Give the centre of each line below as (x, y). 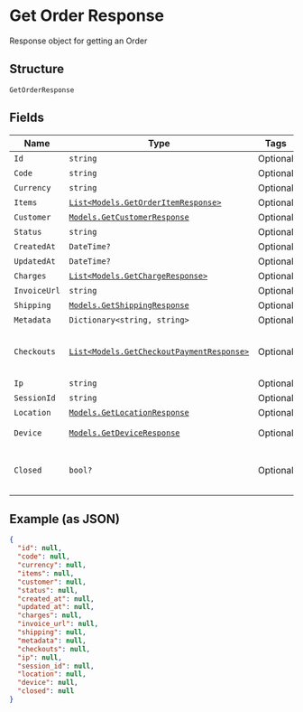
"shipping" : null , (52, 632)
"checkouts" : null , (54, 649)
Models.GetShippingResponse (129, 305)
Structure (37, 69)
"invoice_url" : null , (58, 624)
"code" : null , (44, 557)
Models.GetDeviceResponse (124, 433)
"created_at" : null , (56, 599)
